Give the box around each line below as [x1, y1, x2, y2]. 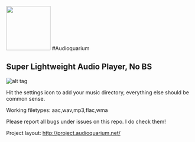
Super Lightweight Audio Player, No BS [6, 62, 152, 72]
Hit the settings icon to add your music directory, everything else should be [6, 88, 189, 96]
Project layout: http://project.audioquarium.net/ [6, 129, 121, 136]
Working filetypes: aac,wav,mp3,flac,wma [6, 106, 108, 114]
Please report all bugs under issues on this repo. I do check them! [6, 118, 167, 125]
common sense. [6, 95, 45, 102]
